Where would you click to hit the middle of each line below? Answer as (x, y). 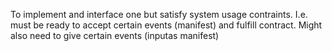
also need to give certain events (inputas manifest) (115, 35)
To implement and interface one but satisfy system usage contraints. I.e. (159, 14)
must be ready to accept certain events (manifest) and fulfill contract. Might (166, 25)
